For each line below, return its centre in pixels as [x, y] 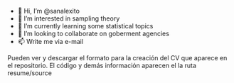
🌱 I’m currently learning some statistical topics [85, 26]
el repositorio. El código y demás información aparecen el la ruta [102, 65]
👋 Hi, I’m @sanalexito [49, 11]
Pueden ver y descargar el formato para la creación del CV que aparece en [117, 58]
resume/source [30, 73]
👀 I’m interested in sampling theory [69, 18]
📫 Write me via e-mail [50, 41]
